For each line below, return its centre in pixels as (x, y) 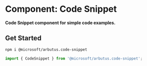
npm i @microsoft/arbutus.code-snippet (46, 49)
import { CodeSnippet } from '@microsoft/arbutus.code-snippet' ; (74, 58)
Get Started (23, 38)
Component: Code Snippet (61, 9)
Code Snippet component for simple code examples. (60, 23)
